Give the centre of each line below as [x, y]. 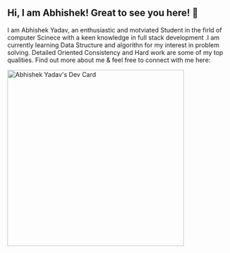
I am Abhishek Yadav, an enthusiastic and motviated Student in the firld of [115, 30]
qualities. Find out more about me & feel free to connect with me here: [109, 60]
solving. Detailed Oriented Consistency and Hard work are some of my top [115, 52]
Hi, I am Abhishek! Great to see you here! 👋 [103, 13]
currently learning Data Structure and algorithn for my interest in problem [114, 45]
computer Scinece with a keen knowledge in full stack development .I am [114, 37]
